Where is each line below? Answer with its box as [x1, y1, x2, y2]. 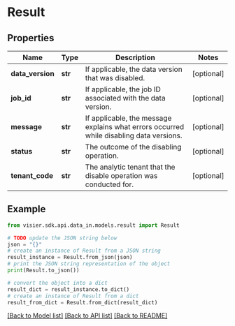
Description [115, 53, 155, 62]
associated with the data [85, 94, 166, 103]
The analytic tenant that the [85, 162, 176, 172]
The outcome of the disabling [85, 142, 182, 151]
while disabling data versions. [85, 131, 183, 140]
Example [7, 203, 46, 215]
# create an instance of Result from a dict [7, 292, 139, 299]
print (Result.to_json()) [7, 267, 80, 274]
